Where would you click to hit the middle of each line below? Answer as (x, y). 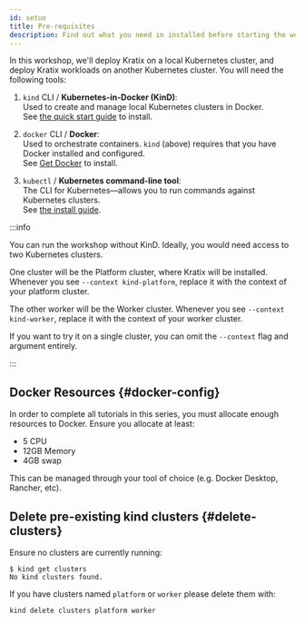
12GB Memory (49, 451)
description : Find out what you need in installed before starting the (148, 35)
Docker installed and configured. (84, 154)
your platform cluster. (49, 292)
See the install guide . (62, 210)
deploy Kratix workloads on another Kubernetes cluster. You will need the (147, 70)
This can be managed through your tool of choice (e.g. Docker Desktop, (144, 479)
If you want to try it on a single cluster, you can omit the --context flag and (149, 336)
